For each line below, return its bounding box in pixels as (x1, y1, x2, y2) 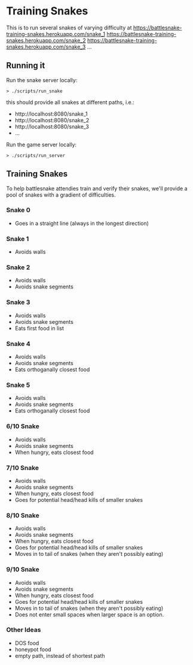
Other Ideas (6, 625, 41, 634)
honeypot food (14, 646, 52, 653)
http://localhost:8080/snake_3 (14, 123, 90, 130)
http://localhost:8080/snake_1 (14, 110, 88, 118)
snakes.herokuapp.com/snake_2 (6, 37, 87, 44)
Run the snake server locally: (6, 76, 78, 83)
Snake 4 (6, 339, 31, 348)
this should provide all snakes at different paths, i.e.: (6, 98, 134, 106)
